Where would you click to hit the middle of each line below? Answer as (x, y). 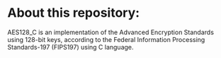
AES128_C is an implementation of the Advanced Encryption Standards (111, 32)
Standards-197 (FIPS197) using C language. (70, 47)
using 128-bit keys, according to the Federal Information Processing (106, 39)
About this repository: (74, 13)
